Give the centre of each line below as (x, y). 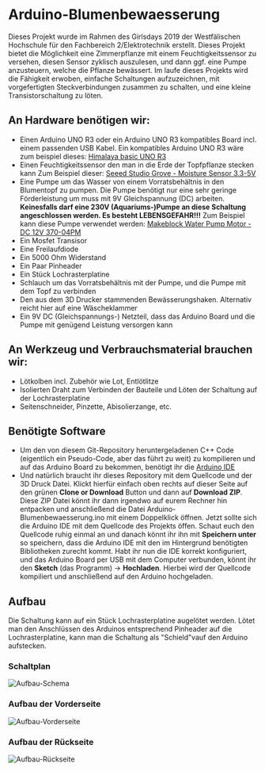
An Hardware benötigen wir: (79, 120)
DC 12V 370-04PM (50, 232)
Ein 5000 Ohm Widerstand (63, 257)
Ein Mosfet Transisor (53, 240)
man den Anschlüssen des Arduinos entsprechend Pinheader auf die (120, 629)
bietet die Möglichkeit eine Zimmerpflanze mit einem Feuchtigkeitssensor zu (132, 53)
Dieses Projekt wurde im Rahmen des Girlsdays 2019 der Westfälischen (125, 36)
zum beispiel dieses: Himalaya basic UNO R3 (93, 156)
